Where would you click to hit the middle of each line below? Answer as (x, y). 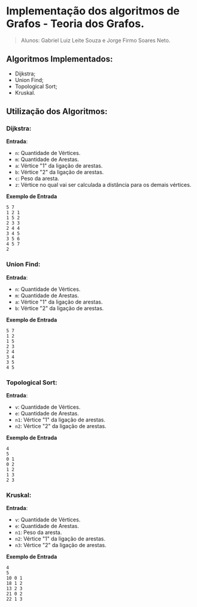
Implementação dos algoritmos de (93, 11)
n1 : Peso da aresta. (38, 532)
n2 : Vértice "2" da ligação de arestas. (60, 426)
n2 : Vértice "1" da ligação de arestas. (60, 539)
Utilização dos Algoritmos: (57, 112)
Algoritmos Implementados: (60, 59)
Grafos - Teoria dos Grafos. (75, 24)
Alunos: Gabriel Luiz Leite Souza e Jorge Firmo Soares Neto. (96, 40)
